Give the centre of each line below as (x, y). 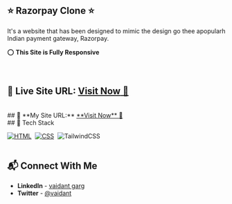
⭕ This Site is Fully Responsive (53, 52)
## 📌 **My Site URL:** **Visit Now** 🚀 (65, 115)
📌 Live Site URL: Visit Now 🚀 (68, 91)
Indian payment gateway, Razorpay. (58, 38)
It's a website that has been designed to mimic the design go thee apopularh (117, 31)
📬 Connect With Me (52, 166)
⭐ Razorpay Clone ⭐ (51, 11)
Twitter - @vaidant (44, 193)
